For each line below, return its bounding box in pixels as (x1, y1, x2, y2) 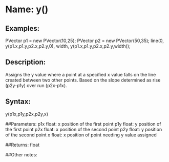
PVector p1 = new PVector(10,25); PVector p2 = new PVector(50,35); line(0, (5, 37, 164, 44)
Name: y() (5, 4, 49, 15)
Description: (5, 58, 46, 67)
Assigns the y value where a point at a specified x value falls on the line (5, 71, 156, 77)
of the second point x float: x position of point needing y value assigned (5, 132, 157, 138)
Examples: (5, 24, 40, 33)
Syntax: (5, 97, 31, 106)
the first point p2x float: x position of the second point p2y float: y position (5, 126, 162, 132)
